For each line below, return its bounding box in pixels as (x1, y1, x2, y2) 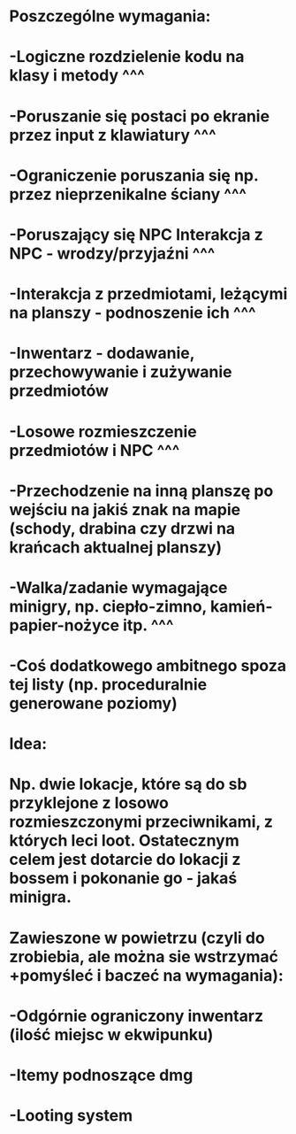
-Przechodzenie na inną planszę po (9, 481, 274, 501)
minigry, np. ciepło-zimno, (9, 596, 208, 616)
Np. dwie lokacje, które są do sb (9, 775, 247, 794)
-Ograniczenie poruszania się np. (9, 166, 259, 185)
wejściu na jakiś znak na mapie (9, 499, 241, 520)
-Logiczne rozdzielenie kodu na (9, 47, 245, 67)
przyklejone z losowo (9, 793, 170, 814)
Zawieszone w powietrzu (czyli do (9, 928, 265, 948)
